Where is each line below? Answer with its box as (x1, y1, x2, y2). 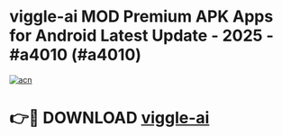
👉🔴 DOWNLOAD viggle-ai (9, 108, 210, 128)
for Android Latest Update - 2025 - (9, 25, 275, 46)
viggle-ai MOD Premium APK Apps (9, 6, 274, 27)
